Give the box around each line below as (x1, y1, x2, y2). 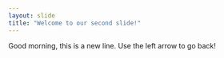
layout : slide (8, 11, 56, 20)
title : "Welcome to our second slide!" (8, 19, 142, 27)
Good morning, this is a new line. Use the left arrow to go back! (8, 41, 216, 50)
